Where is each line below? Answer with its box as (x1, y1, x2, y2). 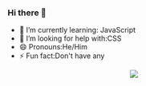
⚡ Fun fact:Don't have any (18, 51, 105, 61)
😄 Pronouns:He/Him (18, 42, 88, 52)
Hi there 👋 (7, 7, 47, 18)
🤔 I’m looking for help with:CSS (18, 33, 122, 43)
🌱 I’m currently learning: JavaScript (18, 25, 136, 35)
